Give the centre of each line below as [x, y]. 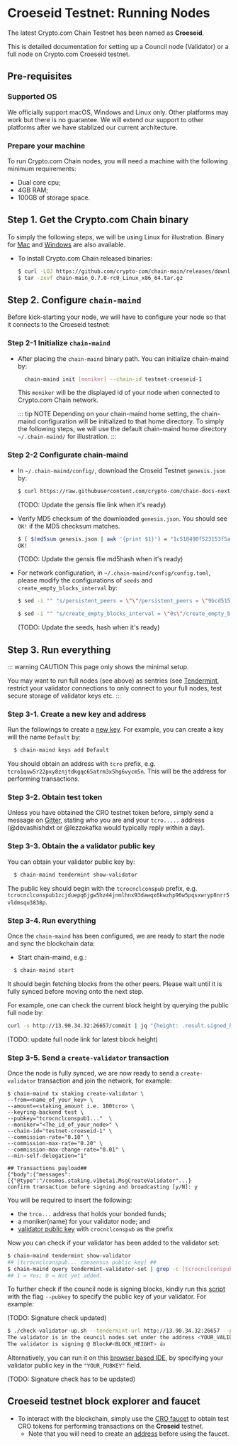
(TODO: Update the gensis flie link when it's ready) [92, 504]
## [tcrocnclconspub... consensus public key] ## [82, 1262]
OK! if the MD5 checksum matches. [69, 526]
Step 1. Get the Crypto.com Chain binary [98, 220]
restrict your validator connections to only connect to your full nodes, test [115, 688]
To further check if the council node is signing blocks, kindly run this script [116, 1289]
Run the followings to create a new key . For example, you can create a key [116, 730]
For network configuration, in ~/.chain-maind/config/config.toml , [114, 573]
